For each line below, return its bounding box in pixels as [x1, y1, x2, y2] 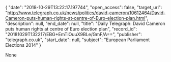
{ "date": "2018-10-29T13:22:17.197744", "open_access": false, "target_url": [5, 5, 162, 10]
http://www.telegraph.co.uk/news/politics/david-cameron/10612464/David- [7, 10, 166, 16]
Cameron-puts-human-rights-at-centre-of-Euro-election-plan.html [5, 15, 146, 21]
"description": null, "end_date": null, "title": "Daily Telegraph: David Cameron [5, 20, 165, 26]
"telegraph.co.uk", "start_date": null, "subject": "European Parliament [5, 37, 150, 43]
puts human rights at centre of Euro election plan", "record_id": [5, 26, 137, 32]
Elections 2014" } [5, 42, 42, 48]
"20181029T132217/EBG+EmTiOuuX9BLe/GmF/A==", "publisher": [5, 32, 142, 37]
